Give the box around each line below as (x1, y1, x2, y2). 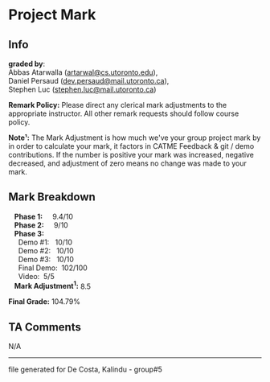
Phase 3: (14, 228, 44, 238)
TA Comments (8, 320, 82, 334)
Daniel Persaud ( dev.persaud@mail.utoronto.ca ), (8, 76, 170, 85)
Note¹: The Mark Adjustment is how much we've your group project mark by (8, 133, 261, 142)
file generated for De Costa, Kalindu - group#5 (8, 364, 163, 375)
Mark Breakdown (8, 191, 96, 204)
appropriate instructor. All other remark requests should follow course (8, 109, 239, 118)
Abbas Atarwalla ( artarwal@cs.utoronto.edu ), (8, 68, 158, 77)
